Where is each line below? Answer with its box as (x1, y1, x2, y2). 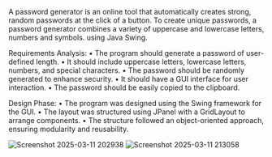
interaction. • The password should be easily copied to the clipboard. (8, 83, 240, 92)
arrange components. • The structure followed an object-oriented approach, (8, 116, 265, 125)
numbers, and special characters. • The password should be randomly (8, 66, 245, 75)
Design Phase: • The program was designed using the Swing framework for (8, 99, 262, 108)
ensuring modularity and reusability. (8, 125, 129, 134)
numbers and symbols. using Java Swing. (8, 32, 148, 42)
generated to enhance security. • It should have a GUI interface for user (8, 74, 249, 83)
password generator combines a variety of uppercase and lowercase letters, (8, 24, 265, 33)
